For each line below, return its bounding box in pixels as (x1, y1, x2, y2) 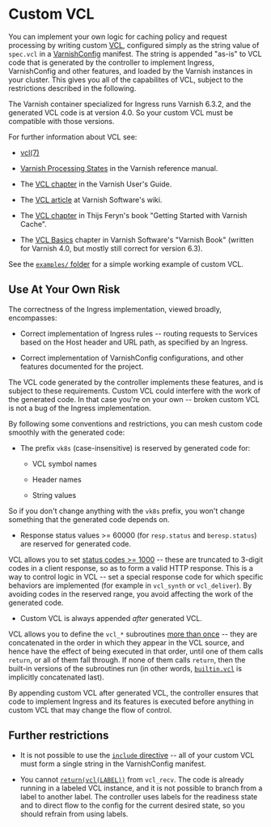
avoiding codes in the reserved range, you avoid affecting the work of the (8, 589, 253, 598)
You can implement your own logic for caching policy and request (8, 32, 228, 41)
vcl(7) (19, 148, 40, 157)
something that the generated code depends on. (8, 514, 170, 524)
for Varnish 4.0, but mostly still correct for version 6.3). (19, 243, 203, 253)
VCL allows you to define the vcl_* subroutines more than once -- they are (8, 629, 257, 639)
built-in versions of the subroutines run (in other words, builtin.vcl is (8, 663, 243, 673)
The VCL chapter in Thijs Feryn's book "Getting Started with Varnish (19, 210, 248, 220)
